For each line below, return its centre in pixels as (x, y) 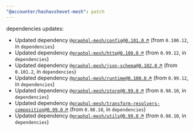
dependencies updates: (35, 28)
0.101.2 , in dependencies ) (45, 71)
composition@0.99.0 (39, 110)
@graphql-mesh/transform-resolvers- (115, 103)
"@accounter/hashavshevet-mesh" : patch (55, 12)
